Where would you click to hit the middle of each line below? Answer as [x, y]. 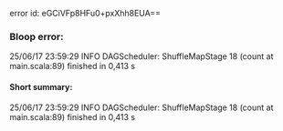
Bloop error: [37, 36]
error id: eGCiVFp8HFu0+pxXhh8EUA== [85, 13]
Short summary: [41, 86]
